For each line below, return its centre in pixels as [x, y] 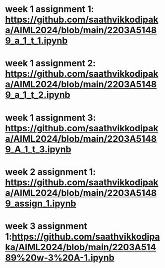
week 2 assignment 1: [51, 172]
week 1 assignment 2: [51, 63]
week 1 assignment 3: [51, 118]
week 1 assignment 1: [50, 9]
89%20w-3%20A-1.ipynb [60, 257]
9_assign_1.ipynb [41, 203]
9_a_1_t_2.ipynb [38, 95]
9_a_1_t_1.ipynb [36, 41]
